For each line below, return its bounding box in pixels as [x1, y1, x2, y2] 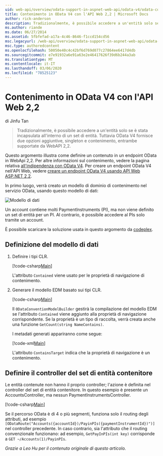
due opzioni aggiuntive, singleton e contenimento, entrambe [16, 137, 137, 144]
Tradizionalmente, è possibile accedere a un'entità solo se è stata [16, 127, 148, 133]
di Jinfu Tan [5, 118, 29, 124]
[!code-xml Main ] [12, 340, 46, 346]
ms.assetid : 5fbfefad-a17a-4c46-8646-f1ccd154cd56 [5, 35, 110, 39]
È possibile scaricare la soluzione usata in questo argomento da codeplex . [5, 226, 153, 232]
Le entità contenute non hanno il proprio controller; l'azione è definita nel [5, 382, 151, 388]
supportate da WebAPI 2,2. [16, 143, 71, 149]
